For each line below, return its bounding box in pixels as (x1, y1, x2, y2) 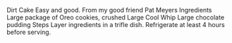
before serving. (6, 28, 51, 36)
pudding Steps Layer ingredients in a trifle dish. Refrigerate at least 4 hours (6, 21, 225, 28)
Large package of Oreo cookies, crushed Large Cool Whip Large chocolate (6, 13, 225, 21)
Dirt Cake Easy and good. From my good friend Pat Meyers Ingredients (6, 6, 212, 14)
